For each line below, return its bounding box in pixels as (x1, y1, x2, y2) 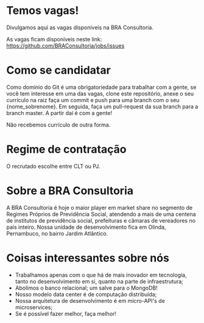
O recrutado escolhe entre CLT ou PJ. (6, 162, 100, 170)
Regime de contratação (6, 142, 127, 156)
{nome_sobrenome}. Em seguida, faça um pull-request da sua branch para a (6, 103, 199, 110)
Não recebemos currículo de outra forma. (6, 121, 111, 128)
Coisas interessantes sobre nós (6, 251, 169, 265)
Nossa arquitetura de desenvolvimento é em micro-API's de (15, 297, 166, 304)
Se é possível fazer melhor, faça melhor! (15, 310, 117, 317)
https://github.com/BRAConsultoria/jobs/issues (6, 42, 125, 49)
